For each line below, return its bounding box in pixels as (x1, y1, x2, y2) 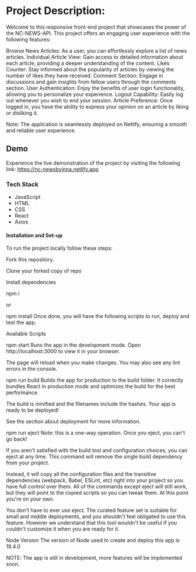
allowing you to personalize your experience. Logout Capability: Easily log (6, 91, 184, 98)
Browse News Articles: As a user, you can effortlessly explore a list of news (6, 47, 187, 54)
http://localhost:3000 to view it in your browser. (6, 348, 121, 355)
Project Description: (6, 4, 106, 18)
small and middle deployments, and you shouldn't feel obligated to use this (6, 513, 186, 520)
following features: (6, 36, 51, 43)
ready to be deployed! (6, 406, 60, 414)
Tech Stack (6, 180, 39, 188)
